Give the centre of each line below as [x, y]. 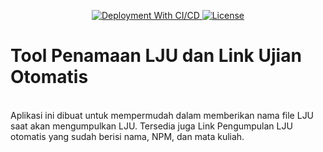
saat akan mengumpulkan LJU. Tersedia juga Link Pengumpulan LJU [151, 126]
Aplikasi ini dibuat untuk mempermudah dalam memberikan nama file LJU [162, 115]
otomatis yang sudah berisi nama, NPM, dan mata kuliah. [127, 136]
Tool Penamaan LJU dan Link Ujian [156, 56]
